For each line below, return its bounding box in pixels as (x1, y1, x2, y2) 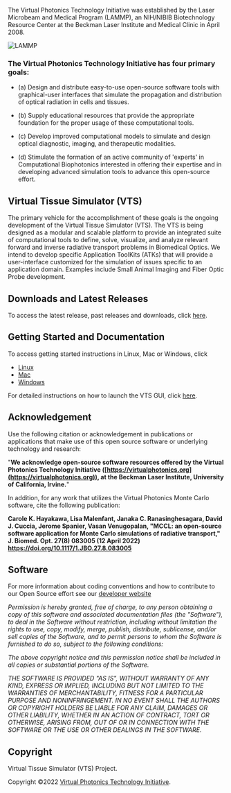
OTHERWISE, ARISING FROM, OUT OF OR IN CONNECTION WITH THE (8, 718, 210, 727)
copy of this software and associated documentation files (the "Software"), (8, 611, 223, 619)
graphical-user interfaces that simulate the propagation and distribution (17, 90, 222, 99)
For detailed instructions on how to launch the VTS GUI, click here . (8, 391, 198, 400)
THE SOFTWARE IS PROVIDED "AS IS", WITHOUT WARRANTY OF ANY (8, 674, 210, 683)
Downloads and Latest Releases (8, 293, 149, 305)
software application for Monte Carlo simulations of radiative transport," (8, 529, 221, 537)
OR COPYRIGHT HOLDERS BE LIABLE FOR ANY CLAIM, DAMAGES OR (8, 704, 208, 712)
